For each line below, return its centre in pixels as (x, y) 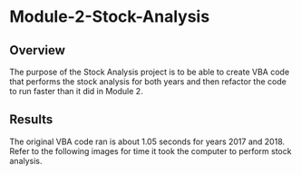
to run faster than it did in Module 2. (76, 91)
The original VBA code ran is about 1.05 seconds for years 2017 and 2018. (147, 141)
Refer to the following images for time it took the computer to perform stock (150, 151)
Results (31, 120)
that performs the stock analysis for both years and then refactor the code (148, 82)
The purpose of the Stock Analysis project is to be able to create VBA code (150, 72)
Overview (38, 50)
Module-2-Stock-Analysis (110, 17)
